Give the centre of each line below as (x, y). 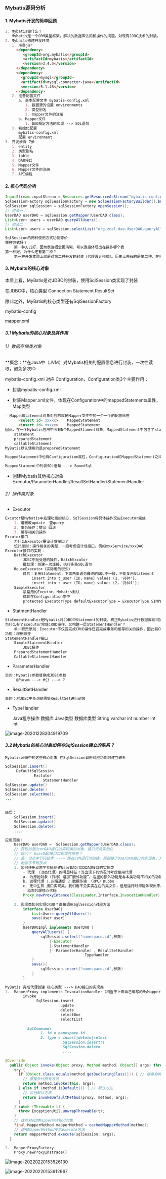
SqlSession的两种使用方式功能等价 (37, 238)
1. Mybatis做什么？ (24, 31)
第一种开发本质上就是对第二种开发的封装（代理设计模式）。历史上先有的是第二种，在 (87, 256)
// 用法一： (16, 211)
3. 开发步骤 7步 (20, 142)
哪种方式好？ (16, 243)
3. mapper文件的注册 (44, 114)
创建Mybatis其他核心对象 (38, 476)
